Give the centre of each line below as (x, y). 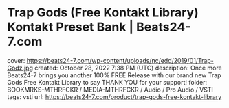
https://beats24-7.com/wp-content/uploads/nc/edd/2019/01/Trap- (120, 60)
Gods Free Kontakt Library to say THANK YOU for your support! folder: (107, 82)
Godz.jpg (20, 68)
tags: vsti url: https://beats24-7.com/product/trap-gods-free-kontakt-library (115, 96)
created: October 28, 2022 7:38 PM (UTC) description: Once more (128, 68)
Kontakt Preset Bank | (70, 27)
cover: (16, 60)
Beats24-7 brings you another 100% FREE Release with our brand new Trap (114, 75)
